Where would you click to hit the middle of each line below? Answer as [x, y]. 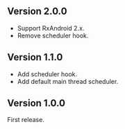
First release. [26, 120]
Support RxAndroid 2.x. [51, 28]
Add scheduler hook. [47, 74]
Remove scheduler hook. [53, 35]
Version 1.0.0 [36, 103]
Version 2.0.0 [37, 11]
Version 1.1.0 [35, 57]
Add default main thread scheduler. [68, 81]
